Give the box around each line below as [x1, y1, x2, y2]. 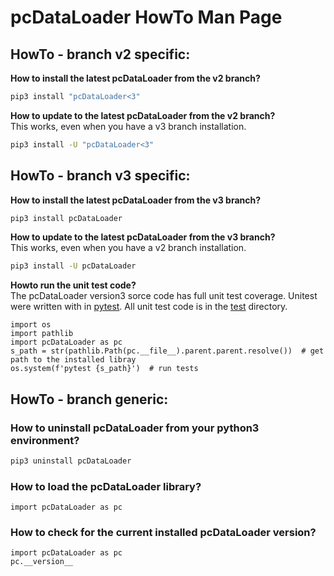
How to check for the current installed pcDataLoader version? [10, 526, 317, 540]
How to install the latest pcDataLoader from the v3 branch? [10, 194, 262, 206]
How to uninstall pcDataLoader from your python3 [10, 421, 260, 435]
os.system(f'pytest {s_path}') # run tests [10, 364, 199, 374]
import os [10, 320, 52, 330]
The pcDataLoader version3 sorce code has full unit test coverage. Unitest [10, 290, 318, 302]
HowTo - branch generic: [10, 391, 169, 408]
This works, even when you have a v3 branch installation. [10, 120, 247, 132]
